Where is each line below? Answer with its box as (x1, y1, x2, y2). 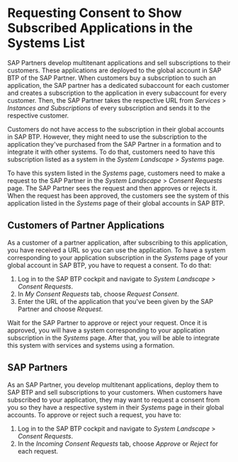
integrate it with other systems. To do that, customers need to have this (7, 147, 215, 156)
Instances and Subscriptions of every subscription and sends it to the (7, 103, 211, 112)
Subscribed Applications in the (7, 20, 193, 36)
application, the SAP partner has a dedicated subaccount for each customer (7, 81, 229, 89)
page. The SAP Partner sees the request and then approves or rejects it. (7, 184, 218, 192)
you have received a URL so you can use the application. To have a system (7, 246, 226, 254)
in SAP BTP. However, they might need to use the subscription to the (7, 133, 208, 141)
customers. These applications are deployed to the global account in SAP (7, 66, 222, 74)
